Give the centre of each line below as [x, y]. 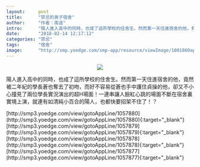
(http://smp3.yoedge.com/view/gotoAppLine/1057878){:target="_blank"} [95, 145]
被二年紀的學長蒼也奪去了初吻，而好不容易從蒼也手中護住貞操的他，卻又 [95, 86]
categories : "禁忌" [29, 39]
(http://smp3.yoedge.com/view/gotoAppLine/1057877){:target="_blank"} [95, 157]
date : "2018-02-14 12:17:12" [50, 34]
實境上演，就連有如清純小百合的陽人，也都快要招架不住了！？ [82, 101]
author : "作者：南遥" [36, 23]
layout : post [28, 12]
